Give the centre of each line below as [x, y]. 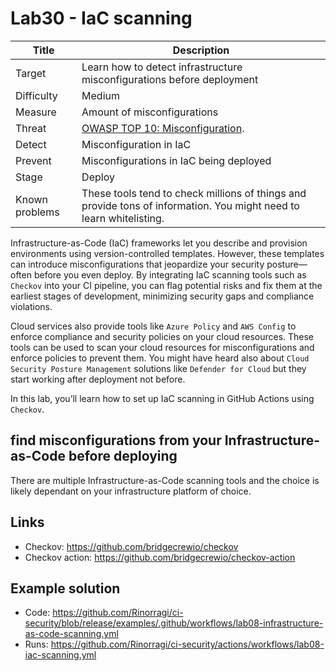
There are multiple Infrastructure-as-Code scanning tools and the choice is [165, 480]
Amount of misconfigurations [150, 112]
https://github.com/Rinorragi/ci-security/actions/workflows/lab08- [187, 644]
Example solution [65, 588]
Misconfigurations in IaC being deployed [176, 160]
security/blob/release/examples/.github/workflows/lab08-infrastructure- [174, 623]
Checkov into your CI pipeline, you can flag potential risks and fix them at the [166, 285]
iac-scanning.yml [60, 655]
